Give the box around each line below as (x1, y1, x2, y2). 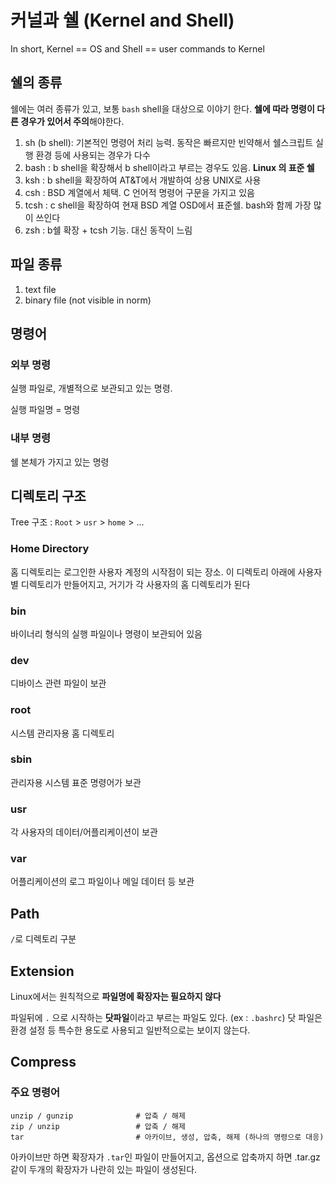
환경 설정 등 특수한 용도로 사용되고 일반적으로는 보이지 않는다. (10, 1024, 251, 1036)
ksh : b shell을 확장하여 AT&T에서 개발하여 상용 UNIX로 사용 (24, 174, 262, 186)
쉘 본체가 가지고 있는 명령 (10, 456, 110, 468)
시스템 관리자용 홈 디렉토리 (10, 727, 115, 739)
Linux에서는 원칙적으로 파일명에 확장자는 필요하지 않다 (10, 991, 222, 1003)
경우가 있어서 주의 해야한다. (20, 115, 125, 127)
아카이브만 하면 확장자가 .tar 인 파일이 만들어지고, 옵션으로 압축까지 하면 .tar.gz (10, 1151, 321, 1163)
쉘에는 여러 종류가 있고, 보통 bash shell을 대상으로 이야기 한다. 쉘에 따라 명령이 (10, 102, 315, 115)
